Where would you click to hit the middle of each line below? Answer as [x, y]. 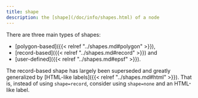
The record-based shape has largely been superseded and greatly [88, 70]
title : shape [22, 12]
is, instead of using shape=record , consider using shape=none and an [89, 83]
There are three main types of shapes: [53, 34]
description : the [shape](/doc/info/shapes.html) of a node [83, 17]
